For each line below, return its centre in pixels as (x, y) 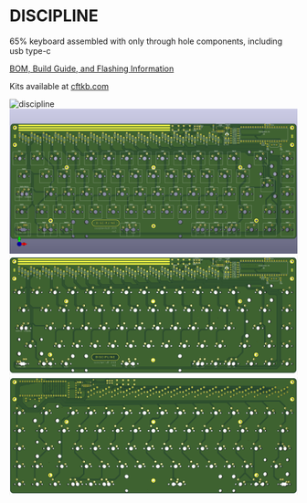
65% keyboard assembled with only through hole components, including (146, 41)
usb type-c (31, 50)
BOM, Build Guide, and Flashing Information (92, 68)
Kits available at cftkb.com (59, 86)
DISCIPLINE (54, 16)
